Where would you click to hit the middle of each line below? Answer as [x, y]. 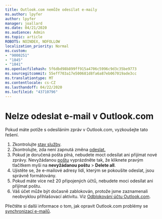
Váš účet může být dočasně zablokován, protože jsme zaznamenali [80, 192]
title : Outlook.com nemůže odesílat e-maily [51, 10]
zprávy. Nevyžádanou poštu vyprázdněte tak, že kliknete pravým [78, 160]
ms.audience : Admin [25, 32]
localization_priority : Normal [37, 46]
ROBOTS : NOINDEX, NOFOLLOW [33, 42]
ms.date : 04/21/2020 [26, 28]
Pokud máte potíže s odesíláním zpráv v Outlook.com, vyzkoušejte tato [77, 130]
